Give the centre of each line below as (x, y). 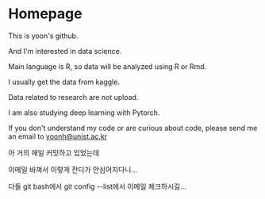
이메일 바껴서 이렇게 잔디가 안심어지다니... (73, 169)
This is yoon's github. (43, 36)
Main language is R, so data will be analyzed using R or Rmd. (108, 66)
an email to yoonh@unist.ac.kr (58, 136)
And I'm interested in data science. (65, 51)
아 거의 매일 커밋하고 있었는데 (54, 152)
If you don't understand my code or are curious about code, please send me (133, 128)
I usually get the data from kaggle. (64, 82)
